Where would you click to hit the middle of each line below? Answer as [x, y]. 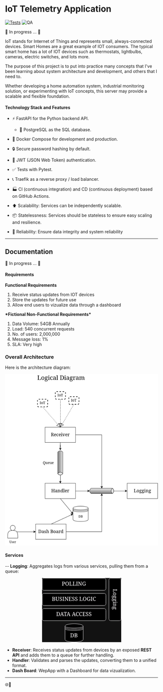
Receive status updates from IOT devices [53, 294]
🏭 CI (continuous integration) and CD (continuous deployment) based [82, 189]
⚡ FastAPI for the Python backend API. [50, 119]
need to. [13, 76]
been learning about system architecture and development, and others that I [81, 71]
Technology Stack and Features [38, 107]
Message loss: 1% [30, 339]
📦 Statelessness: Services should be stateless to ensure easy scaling [82, 215]
